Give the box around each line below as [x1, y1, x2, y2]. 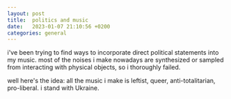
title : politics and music [7, 17, 89, 24]
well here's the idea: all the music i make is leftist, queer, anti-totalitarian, [7, 77, 216, 85]
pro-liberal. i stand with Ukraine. [7, 84, 99, 92]
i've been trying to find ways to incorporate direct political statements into [7, 48, 219, 57]
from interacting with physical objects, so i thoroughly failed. [7, 63, 181, 71]
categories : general [7, 29, 67, 37]
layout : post [7, 10, 45, 17]
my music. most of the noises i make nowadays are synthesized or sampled [7, 56, 224, 64]
